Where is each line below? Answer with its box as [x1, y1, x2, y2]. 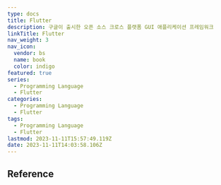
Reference [7, 167, 54, 180]
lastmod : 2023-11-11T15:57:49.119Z [7, 135, 112, 142]
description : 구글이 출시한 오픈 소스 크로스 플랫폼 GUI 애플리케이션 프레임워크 [7, 23, 214, 30]
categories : [7, 96, 42, 103]
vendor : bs [13, 50, 46, 57]
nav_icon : [7, 43, 37, 50]
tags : [7, 115, 23, 122]
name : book [13, 56, 46, 64]
